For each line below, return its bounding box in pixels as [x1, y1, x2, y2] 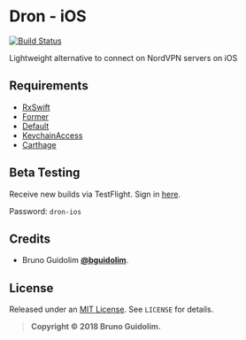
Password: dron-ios [9, 205, 82, 216]
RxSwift [21, 102, 50, 112]
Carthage [21, 139, 57, 150]
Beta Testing [9, 166, 81, 181]
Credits [9, 231, 51, 246]
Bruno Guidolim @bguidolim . [21, 255, 129, 266]
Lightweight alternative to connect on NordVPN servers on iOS [9, 52, 238, 63]
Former [21, 111, 50, 121]
